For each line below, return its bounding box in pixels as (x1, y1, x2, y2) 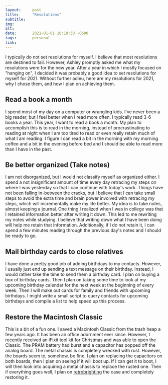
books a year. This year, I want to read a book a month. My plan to (5, 119, 142, 125)
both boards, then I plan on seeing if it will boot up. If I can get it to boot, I (5, 358, 157, 364)
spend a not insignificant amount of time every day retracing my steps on (5, 179, 156, 185)
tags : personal (5, 36, 51, 41)
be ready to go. (5, 233, 37, 239)
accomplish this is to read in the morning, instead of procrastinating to (5, 124, 150, 131)
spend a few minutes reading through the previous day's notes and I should (5, 227, 161, 234)
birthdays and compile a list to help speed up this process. (5, 298, 126, 304)
